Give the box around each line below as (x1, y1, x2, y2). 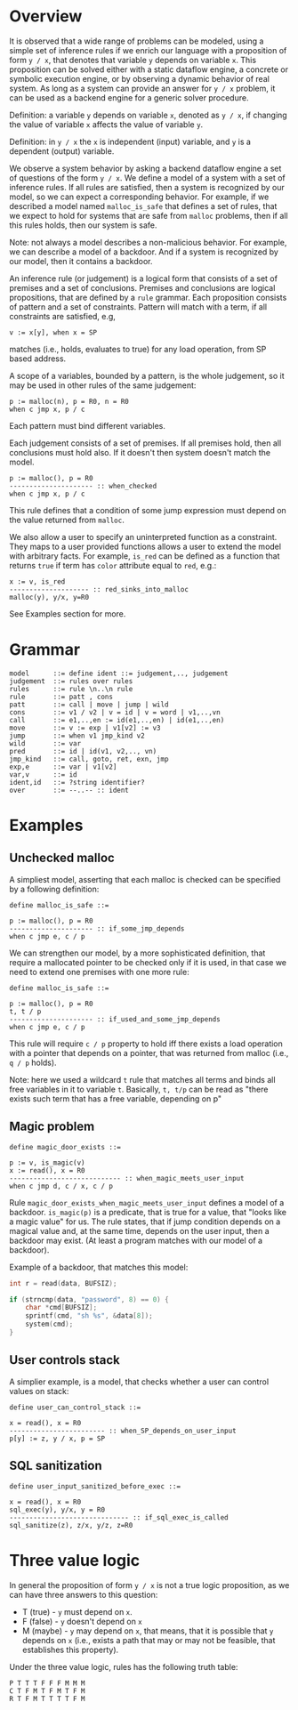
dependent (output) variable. (9, 145, 115, 157)
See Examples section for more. (9, 608, 126, 619)
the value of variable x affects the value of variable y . (9, 118, 204, 130)
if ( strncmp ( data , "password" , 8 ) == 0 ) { (9, 1295, 169, 1304)
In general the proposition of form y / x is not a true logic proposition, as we (9, 1579, 290, 1590)
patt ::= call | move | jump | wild (9, 700, 169, 709)
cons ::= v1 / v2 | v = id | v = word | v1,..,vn (9, 707, 221, 717)
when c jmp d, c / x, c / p (9, 1182, 114, 1190)
